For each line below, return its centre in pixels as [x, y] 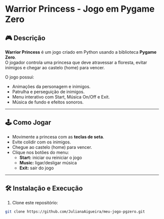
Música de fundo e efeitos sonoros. [48, 102]
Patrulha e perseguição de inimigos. [48, 92]
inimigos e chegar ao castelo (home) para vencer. [55, 68]
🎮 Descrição [25, 38]
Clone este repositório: [35, 202]
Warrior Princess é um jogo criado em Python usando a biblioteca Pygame [81, 52]
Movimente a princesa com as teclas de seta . [58, 137]
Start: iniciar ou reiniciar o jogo [51, 158]
